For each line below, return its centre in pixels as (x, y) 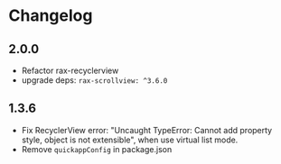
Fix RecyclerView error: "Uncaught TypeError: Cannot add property (147, 130)
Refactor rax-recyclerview (70, 70)
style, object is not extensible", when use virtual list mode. (130, 140)
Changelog (51, 16)
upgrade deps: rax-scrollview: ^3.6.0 (94, 80)
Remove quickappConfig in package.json (97, 149)
